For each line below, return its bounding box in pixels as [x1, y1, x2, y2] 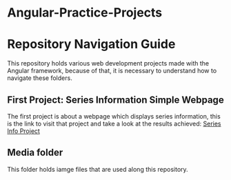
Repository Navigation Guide [7, 37, 176, 52]
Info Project [7, 126, 40, 135]
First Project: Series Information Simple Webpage [7, 94, 224, 106]
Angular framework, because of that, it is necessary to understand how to [7, 67, 217, 75]
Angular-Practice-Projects [7, 5, 163, 21]
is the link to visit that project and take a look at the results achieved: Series [7, 119, 222, 128]
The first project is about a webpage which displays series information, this [7, 112, 221, 120]
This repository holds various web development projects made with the [7, 59, 209, 68]
